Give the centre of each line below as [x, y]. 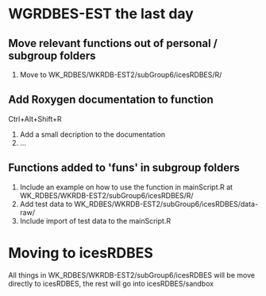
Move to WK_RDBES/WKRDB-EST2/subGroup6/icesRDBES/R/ [121, 75]
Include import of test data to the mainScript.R [95, 220]
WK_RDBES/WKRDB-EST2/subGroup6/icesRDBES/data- [166, 204]
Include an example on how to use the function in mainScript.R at [126, 187]
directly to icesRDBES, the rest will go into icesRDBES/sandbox [111, 283]
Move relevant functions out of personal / [113, 43]
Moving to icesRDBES [81, 253]
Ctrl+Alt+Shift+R [35, 119]
